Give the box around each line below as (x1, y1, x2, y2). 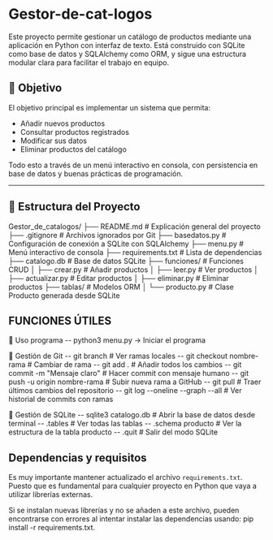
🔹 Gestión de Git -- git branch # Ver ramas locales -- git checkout (8, 351, 227, 361)
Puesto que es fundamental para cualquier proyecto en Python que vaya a (8, 481, 258, 491)
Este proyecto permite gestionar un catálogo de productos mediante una (8, 32, 252, 41)
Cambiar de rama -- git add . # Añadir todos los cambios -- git (33, 360, 242, 369)
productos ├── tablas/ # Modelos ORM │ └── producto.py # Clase (8, 282, 234, 292)
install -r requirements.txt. (8, 523, 96, 533)
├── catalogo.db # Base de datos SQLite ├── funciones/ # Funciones (8, 256, 244, 266)
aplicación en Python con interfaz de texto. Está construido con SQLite (8, 40, 245, 50)
